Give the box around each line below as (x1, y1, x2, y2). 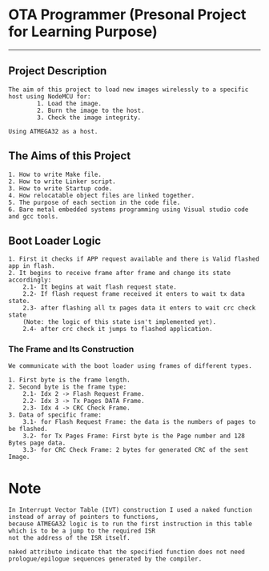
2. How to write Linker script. (8, 178, 116, 186)
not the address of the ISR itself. (8, 533, 130, 541)
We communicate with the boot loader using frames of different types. (8, 361, 252, 369)
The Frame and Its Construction (8, 344, 134, 355)
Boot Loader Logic (8, 234, 102, 247)
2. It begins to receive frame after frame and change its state (8, 270, 231, 278)
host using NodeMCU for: (8, 92, 91, 101)
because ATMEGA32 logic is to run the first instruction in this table (8, 520, 252, 528)
